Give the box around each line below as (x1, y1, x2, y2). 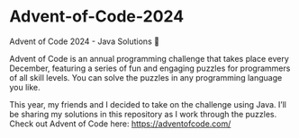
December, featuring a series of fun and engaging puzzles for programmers (9, 63, 291, 73)
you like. (9, 82, 41, 92)
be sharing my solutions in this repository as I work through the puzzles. (9, 108, 277, 119)
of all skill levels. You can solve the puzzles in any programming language (9, 72, 283, 82)
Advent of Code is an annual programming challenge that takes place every (9, 53, 290, 64)
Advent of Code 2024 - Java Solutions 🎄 (9, 36, 160, 47)
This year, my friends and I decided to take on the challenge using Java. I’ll (9, 99, 286, 109)
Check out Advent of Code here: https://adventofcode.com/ (9, 118, 231, 129)
